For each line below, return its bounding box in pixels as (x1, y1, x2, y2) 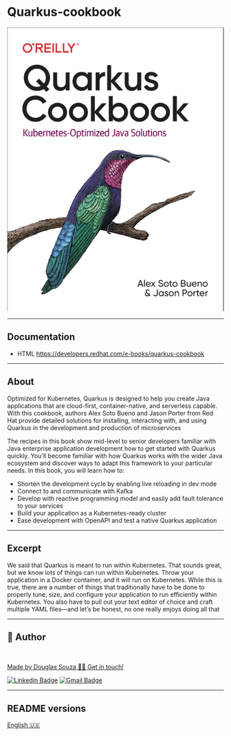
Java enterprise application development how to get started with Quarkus (7, 444, 216, 452)
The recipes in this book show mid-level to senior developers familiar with (7, 437, 217, 445)
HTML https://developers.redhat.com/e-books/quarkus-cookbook (16, 349, 205, 358)
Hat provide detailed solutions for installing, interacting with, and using (7, 416, 207, 425)
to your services (16, 501, 63, 510)
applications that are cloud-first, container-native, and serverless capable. (7, 401, 218, 410)
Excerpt (7, 542, 42, 555)
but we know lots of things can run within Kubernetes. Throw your (7, 568, 195, 576)
